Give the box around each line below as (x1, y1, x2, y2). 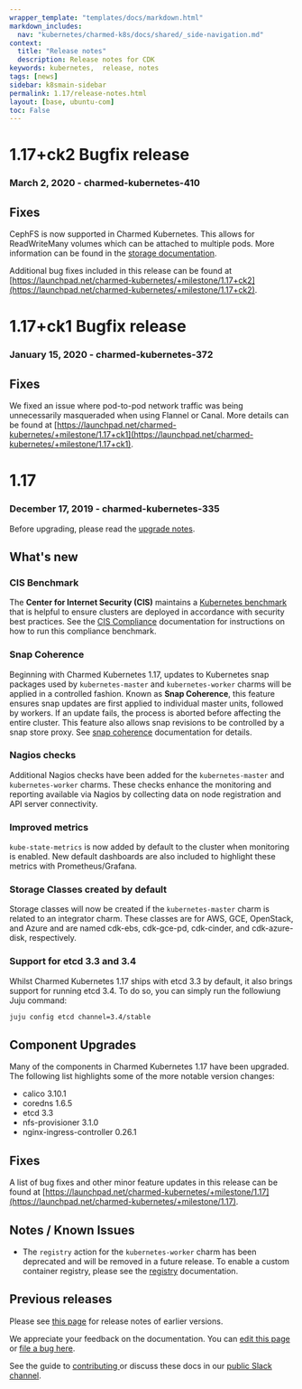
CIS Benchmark (9, 576, 79, 588)
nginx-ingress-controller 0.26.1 (22, 1127, 137, 1138)
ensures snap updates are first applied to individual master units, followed (9, 698, 284, 709)
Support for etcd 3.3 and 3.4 (9, 955, 137, 968)
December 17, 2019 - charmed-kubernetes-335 (9, 502, 220, 515)
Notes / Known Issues (9, 1222, 135, 1238)
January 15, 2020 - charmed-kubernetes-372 (9, 349, 214, 361)
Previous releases (9, 1291, 113, 1307)
